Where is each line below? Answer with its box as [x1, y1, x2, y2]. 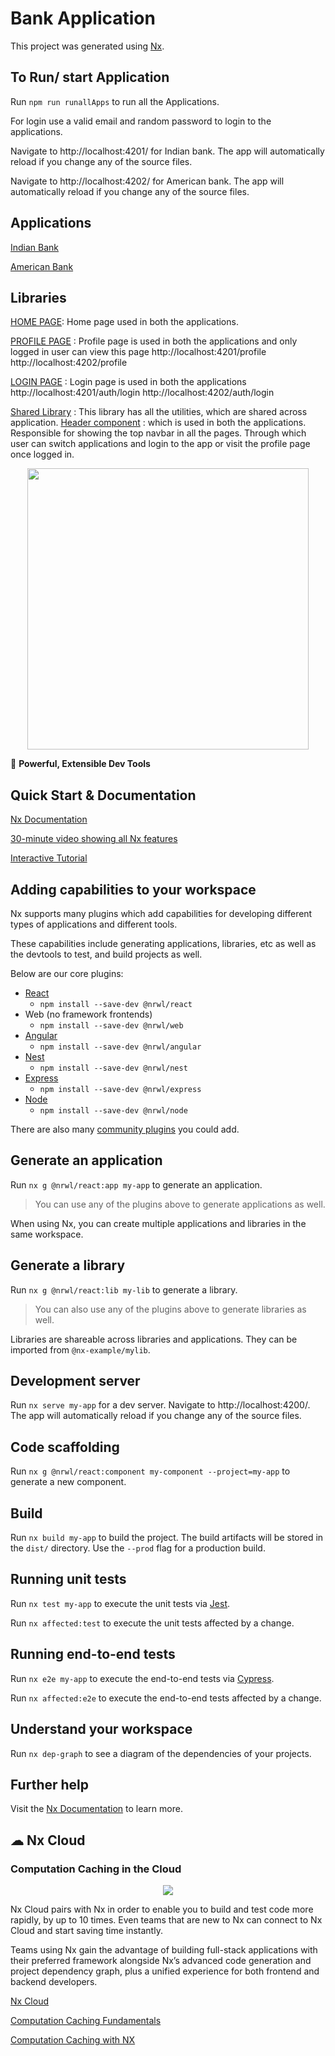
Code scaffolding [10, 1438, 120, 1456]
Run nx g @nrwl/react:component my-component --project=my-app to [10, 1465, 291, 1477]
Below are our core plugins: [10, 968, 124, 979]
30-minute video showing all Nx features [10, 833, 178, 845]
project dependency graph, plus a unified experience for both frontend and [10, 1965, 320, 1977]
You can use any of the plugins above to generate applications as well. [34, 1198, 326, 1210]
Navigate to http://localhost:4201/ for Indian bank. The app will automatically [10, 145, 325, 157]
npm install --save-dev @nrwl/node [39, 1106, 188, 1116]
